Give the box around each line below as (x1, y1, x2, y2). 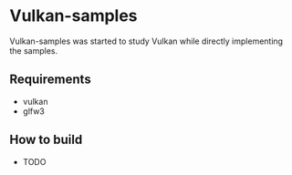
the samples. (9, 45, 58, 56)
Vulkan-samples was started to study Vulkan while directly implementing (9, 36, 284, 46)
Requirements (9, 72, 91, 87)
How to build (9, 132, 83, 148)
